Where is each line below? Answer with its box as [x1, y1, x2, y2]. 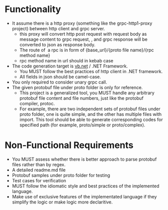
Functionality [5, 4, 61, 15]
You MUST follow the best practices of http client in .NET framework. [19, 68, 163, 74]
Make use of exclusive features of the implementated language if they [12, 193, 157, 199]
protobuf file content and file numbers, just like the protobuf [19, 95, 144, 101]
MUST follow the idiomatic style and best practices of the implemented [12, 183, 159, 189]
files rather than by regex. [12, 161, 66, 167]
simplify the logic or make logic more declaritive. [12, 199, 113, 205]
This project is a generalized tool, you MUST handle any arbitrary [19, 90, 154, 96]
